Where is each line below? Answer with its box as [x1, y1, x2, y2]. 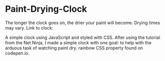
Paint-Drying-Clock [5, 3, 87, 15]
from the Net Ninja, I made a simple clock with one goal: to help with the [5, 39, 152, 45]
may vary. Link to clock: [5, 25, 53, 30]
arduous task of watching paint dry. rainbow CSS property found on [5, 45, 143, 51]
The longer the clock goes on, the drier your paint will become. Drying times [5, 20, 161, 26]
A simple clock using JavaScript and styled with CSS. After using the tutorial [5, 34, 161, 40]
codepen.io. [5, 50, 30, 56]
